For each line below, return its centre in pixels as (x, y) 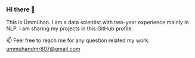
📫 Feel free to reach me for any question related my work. (78, 40)
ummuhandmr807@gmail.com (43, 49)
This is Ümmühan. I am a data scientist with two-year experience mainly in (97, 22)
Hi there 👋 (21, 9)
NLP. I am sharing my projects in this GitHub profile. (69, 28)
